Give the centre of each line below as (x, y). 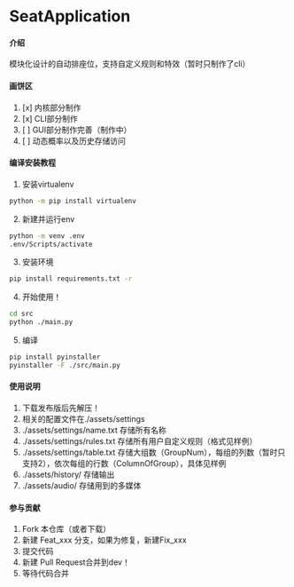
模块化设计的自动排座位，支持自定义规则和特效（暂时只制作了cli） (130, 64)
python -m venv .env (47, 236)
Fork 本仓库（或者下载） (66, 529)
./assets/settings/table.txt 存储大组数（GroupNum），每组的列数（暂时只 (154, 452)
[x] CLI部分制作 (50, 118)
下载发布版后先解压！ (61, 408)
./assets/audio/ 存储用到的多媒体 (81, 485)
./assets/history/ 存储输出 (68, 474)
